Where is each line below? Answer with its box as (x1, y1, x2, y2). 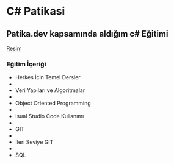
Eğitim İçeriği (6, 60, 46, 68)
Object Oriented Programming (15, 99, 92, 107)
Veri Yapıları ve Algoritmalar (15, 87, 85, 94)
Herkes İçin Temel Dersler (15, 74, 81, 81)
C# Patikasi (6, 4, 65, 18)
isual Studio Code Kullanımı (15, 113, 84, 120)
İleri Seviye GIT (15, 138, 54, 146)
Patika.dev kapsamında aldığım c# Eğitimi (6, 29, 169, 39)
